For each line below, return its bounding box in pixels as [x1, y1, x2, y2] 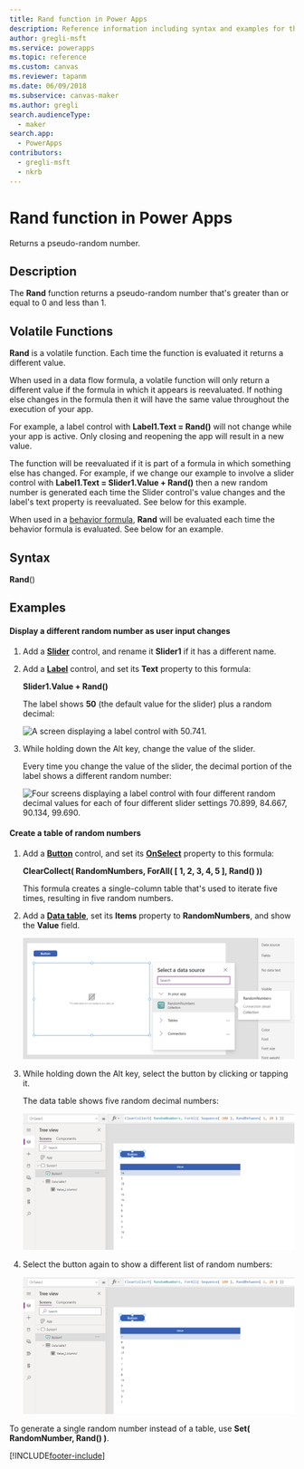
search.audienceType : [9, 110, 91, 120]
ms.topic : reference [9, 53, 88, 62]
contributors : [9, 149, 63, 158]
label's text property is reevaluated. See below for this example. [9, 496, 247, 507]
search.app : [9, 130, 54, 139]
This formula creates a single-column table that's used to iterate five [22, 883, 278, 894]
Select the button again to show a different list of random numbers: [22, 1259, 273, 1270]
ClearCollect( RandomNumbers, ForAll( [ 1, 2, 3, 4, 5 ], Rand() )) [22, 865, 263, 876]
